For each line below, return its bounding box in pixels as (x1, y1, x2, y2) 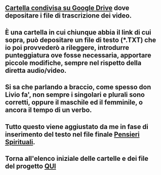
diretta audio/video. (5, 66, 67, 75)
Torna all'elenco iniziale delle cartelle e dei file (5, 154, 149, 163)
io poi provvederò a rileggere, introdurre (5, 44, 129, 52)
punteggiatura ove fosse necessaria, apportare (5, 51, 152, 59)
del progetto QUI (5, 162, 56, 170)
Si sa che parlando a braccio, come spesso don (5, 83, 151, 91)
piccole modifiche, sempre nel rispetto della (5, 59, 141, 67)
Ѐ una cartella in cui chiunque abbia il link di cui (5, 28, 151, 36)
